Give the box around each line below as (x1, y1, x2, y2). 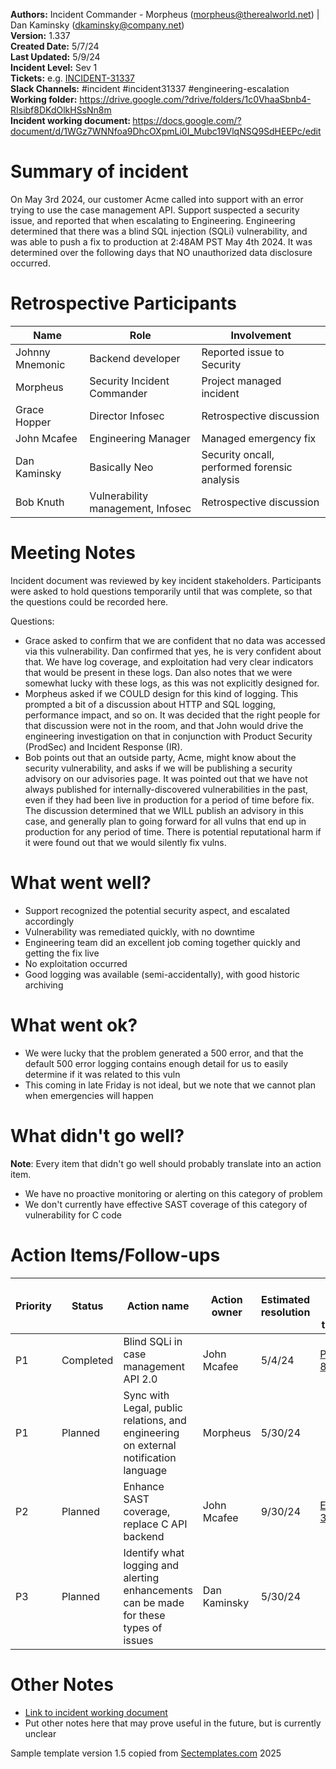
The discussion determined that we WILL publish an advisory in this (24, 804, 304, 816)
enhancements (123, 1583, 193, 1597)
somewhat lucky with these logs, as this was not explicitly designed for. (24, 677, 320, 689)
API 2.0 (123, 1372, 158, 1386)
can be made (123, 1595, 185, 1609)
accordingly (24, 915, 75, 927)
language (123, 1463, 168, 1477)
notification (123, 1450, 177, 1464)
